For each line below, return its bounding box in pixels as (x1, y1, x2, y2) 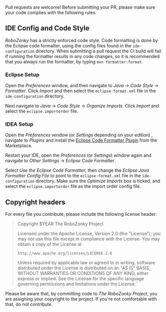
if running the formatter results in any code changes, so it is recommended (5, 53, 160, 59)
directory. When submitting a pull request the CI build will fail (36, 48, 161, 54)
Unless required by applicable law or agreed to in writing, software (17, 260, 155, 266)
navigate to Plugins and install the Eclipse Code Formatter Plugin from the (5, 137, 157, 143)
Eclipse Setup (5, 71, 40, 78)
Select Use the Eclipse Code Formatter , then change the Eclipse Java (5, 167, 149, 173)
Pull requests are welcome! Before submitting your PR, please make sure (5, 5, 155, 10)
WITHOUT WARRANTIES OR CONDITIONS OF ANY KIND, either (17, 270, 149, 276)
